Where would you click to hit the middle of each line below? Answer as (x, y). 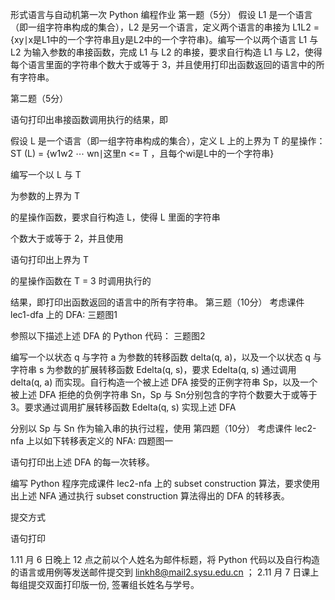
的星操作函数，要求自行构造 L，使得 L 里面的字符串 (115, 217)
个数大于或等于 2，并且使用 (67, 238)
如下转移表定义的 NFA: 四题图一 (108, 441)
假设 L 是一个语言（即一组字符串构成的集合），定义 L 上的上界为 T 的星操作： (168, 141)
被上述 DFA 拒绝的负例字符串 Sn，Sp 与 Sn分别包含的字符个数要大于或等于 (164, 394)
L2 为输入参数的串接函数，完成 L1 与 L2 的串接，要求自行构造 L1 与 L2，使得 (166, 52)
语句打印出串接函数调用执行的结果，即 (89, 119)
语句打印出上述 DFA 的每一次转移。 (82, 462)
